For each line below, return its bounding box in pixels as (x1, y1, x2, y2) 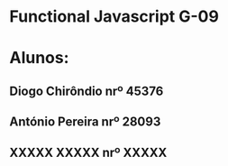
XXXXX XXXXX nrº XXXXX (9, 144, 168, 160)
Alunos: (9, 48, 69, 69)
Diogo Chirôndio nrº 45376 (9, 83, 164, 98)
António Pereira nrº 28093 (9, 115, 161, 130)
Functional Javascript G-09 (9, 6, 219, 27)
